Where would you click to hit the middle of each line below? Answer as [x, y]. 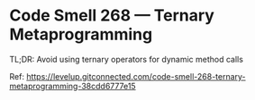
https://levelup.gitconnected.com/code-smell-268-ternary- [136, 76]
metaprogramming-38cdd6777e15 [73, 86]
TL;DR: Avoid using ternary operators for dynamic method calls [126, 59]
